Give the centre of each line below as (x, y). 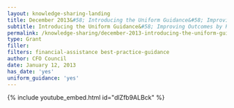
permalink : (23, 33)
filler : (18, 46)
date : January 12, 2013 (42, 65)
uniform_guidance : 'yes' (43, 78)
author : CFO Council (37, 59)
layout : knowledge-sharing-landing (59, 13)
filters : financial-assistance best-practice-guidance (88, 53)
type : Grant (24, 39)
